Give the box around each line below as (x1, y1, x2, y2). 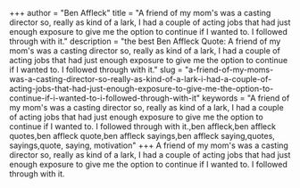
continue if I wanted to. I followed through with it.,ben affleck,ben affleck (9, 121, 277, 132)
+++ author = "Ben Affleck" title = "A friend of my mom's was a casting (9, 8, 271, 18)
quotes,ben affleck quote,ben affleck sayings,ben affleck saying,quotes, (9, 131, 275, 141)
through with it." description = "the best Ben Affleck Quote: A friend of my (9, 36, 281, 46)
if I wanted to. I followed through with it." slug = (9, 64, 183, 75)
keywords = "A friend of (202, 93, 290, 103)
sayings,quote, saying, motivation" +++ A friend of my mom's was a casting (9, 140, 288, 151)
